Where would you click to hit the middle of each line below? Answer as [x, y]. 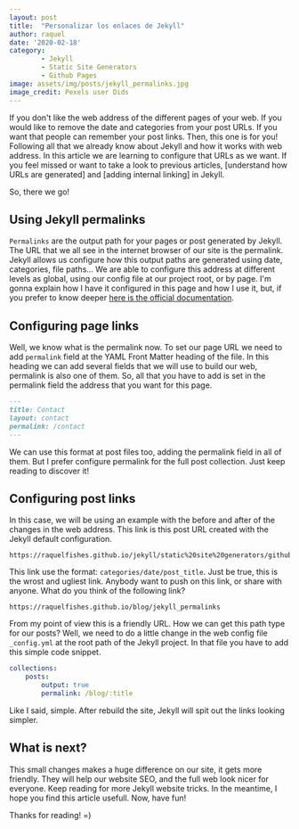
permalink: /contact [48, 426]
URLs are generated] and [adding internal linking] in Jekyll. [117, 174]
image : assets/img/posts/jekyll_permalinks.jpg [99, 84]
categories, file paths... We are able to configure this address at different [142, 269]
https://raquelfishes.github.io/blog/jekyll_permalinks [115, 607]
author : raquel [37, 34]
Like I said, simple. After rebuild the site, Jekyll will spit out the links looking [147, 710]
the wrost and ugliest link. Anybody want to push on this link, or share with [146, 581]
